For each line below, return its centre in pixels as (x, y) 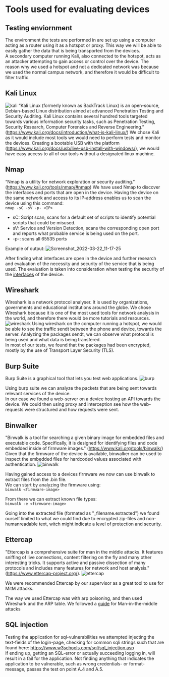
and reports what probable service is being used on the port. (76, 233)
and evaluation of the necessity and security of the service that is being (80, 264)
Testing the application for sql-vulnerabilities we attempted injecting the (80, 637)
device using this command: (35, 203)
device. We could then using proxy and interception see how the (72, 404)
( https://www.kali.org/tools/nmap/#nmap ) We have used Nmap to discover (83, 187)
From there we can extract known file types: (51, 499)
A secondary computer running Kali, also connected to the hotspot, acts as (83, 56)
